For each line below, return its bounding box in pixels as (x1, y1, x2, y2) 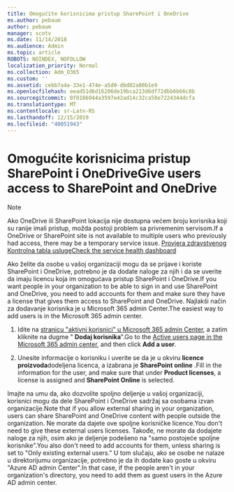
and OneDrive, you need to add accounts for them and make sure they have (7, 290, 226, 298)
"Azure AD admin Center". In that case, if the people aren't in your (7, 463, 195, 472)
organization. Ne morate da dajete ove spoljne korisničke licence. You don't (7, 419, 223, 428)
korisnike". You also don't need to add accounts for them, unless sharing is (7, 441, 221, 450)
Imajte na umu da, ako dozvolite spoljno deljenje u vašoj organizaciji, (7, 389, 204, 398)
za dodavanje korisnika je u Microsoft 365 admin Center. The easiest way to (7, 304, 224, 313)
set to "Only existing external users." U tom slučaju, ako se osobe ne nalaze (7, 449, 225, 457)
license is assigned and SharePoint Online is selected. (17, 376, 175, 385)
